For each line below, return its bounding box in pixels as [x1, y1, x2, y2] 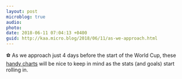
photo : [6, 24, 22, 31]
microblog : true [6, 14, 45, 20]
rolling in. [6, 66, 29, 73]
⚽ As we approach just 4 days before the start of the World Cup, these [6, 52, 176, 59]
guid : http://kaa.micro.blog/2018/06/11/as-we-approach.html [6, 35, 158, 41]
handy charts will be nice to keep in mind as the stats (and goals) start [6, 60, 175, 67]
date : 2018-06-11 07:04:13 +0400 [6, 30, 87, 36]
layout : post [6, 8, 38, 15]
